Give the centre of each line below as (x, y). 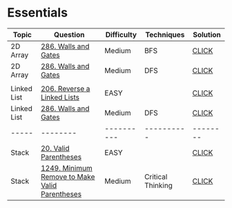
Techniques (165, 35)
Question (69, 35)
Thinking (158, 185)
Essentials (37, 13)
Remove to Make (68, 176)
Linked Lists (60, 97)
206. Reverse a (65, 88)
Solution (207, 35)
